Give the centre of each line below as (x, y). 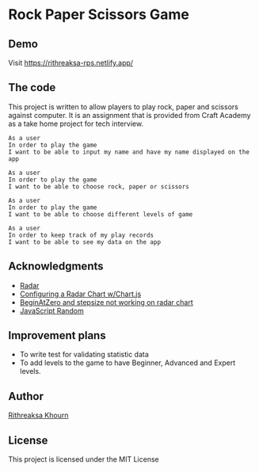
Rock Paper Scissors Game (99, 15)
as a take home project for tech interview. (76, 124)
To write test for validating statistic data (84, 355)
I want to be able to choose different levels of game (101, 214)
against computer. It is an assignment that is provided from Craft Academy (129, 115)
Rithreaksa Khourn (38, 415)
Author (26, 396)
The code (32, 88)
